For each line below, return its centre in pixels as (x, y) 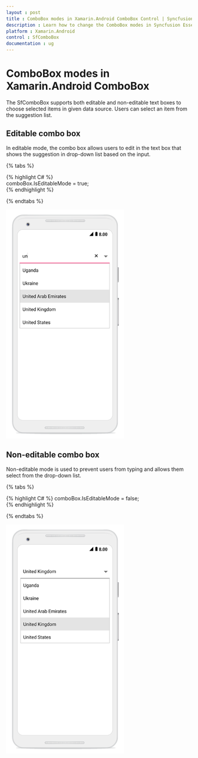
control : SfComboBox (33, 38)
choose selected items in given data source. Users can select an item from (97, 109)
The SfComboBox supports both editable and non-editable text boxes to (94, 102)
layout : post (24, 12)
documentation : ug (30, 44)
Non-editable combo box (53, 455)
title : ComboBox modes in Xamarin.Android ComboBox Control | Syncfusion (100, 19)
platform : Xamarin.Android (41, 31)
